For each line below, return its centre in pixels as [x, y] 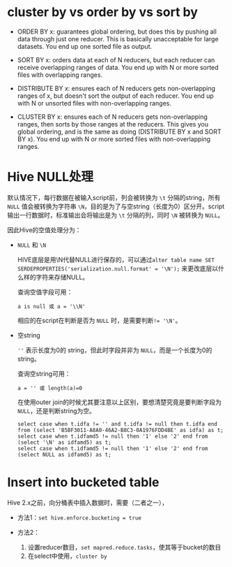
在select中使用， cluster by [67, 556]
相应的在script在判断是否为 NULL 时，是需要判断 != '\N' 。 [99, 320]
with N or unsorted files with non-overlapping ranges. [94, 103]
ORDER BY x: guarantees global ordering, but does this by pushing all [117, 31]
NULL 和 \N [32, 245]
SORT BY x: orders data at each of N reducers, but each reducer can [116, 59]
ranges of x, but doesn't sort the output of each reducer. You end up [115, 96]
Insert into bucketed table [83, 482]
